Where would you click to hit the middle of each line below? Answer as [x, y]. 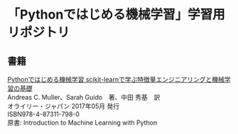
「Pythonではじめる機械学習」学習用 [116, 15]
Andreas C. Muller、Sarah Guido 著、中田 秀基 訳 [84, 97]
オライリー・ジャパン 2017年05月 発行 [63, 106]
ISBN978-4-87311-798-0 [44, 114]
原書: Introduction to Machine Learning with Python [82, 123]
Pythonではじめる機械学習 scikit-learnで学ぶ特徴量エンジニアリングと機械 [116, 79]
